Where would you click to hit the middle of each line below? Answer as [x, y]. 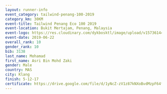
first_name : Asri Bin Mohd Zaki [39, 61]
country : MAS [19, 70]
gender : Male [19, 65]
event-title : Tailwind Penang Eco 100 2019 [51, 24]
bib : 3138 [15, 51]
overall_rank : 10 [23, 42]
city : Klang [17, 75]
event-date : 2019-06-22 [30, 38]
